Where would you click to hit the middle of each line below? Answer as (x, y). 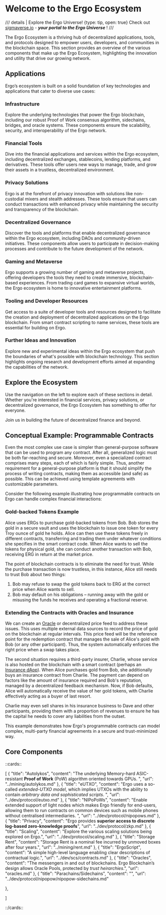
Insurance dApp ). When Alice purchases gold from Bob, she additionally (79, 670)
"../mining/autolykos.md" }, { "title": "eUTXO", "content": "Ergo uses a (76, 784)
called (11, 789)
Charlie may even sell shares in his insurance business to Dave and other (80, 706)
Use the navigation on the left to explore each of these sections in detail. (79, 394)
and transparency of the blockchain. (42, 209)
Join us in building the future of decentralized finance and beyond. (73, 420)
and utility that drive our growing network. (48, 58)
